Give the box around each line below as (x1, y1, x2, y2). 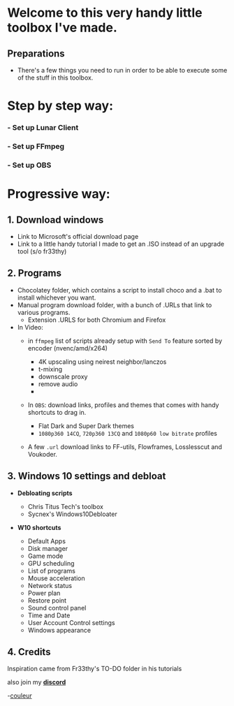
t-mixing (38, 365, 63, 373)
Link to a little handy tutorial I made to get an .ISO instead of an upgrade (17, 240, 225, 248)
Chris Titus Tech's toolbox (27, 502, 103, 510)
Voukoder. (27, 450, 58, 458)
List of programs (27, 566, 75, 575)
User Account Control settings (27, 618, 115, 626)
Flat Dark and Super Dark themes (38, 421, 135, 430)
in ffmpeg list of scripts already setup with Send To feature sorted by (27, 337, 222, 345)
